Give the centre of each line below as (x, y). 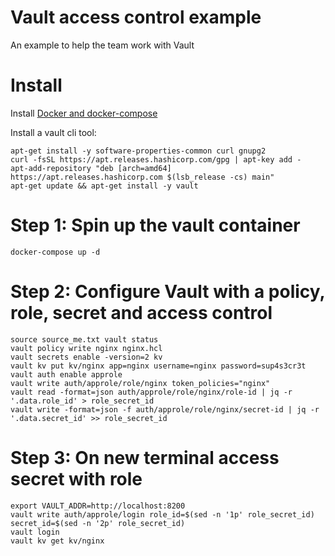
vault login (35, 532)
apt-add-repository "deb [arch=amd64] (91, 168)
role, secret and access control (141, 313)
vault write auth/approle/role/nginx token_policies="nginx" (140, 383)
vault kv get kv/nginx (57, 541)
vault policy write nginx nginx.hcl (86, 348)
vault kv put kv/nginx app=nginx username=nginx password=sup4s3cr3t (158, 366)
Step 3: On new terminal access (145, 457)
